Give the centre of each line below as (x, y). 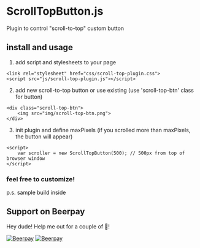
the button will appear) (44, 137)
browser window (26, 158)
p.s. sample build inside (36, 193)
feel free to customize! (41, 179)
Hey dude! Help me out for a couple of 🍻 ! (58, 226)
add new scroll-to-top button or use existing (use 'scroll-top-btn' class (105, 90)
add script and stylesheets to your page (66, 62)
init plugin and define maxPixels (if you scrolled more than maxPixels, (103, 130)
